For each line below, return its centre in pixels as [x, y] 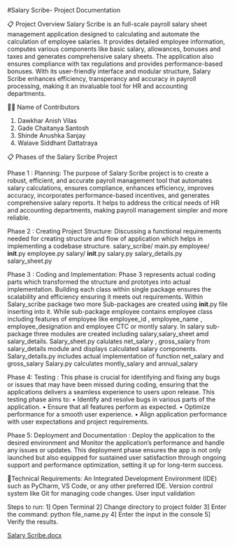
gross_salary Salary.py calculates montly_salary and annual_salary [102, 364]
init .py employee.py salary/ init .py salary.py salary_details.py [95, 253]
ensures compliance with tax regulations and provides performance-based [115, 64]
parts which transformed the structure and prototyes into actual [99, 282]
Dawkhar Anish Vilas [47, 121]
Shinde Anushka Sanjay [51, 135]
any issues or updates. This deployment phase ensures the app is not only [114, 450]
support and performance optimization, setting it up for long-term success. [115, 465]
